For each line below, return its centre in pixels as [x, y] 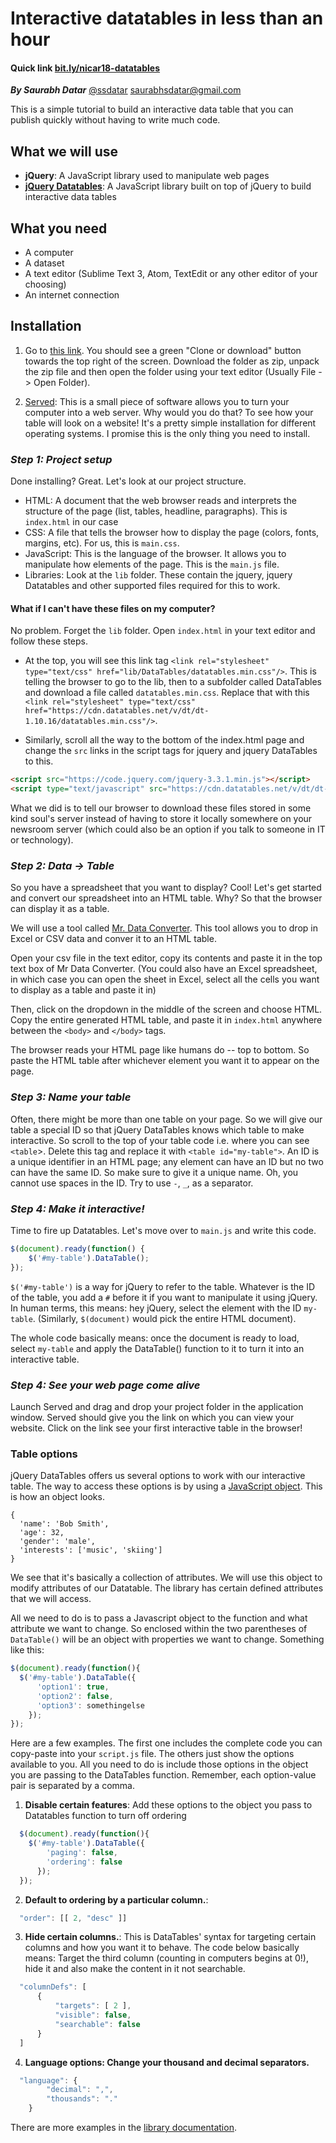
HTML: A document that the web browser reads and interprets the [160, 501]
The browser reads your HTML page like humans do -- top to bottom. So [160, 1050]
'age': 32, [42, 1533]
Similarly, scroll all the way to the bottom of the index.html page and [164, 740]
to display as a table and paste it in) [83, 990]
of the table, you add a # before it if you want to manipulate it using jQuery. [164, 1297]
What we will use [64, 151]
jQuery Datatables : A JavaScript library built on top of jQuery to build [168, 186]
